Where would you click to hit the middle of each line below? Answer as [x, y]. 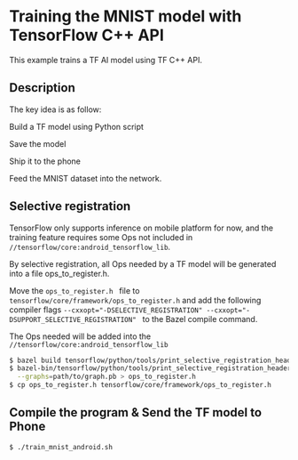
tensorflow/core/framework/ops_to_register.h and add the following [135, 300]
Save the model [38, 143]
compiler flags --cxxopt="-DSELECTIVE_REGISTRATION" [106, 310]
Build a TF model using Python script [77, 126]
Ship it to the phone [45, 161]
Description [42, 88]
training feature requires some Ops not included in [101, 237]
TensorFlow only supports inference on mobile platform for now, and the [141, 228]
